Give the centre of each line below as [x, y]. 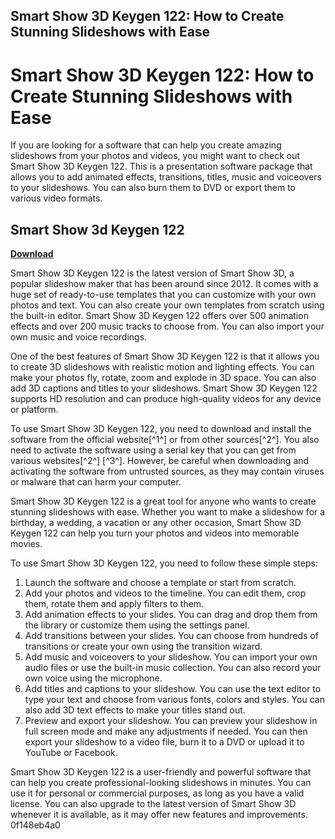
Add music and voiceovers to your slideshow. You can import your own [171, 657]
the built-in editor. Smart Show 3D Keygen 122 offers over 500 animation [159, 316]
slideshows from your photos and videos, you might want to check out [155, 156]
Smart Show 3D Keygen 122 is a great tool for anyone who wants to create [163, 501]
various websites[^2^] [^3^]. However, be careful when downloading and [160, 461]
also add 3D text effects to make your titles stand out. [135, 710]
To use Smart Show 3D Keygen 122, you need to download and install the [161, 429]
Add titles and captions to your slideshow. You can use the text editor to [173, 689]
